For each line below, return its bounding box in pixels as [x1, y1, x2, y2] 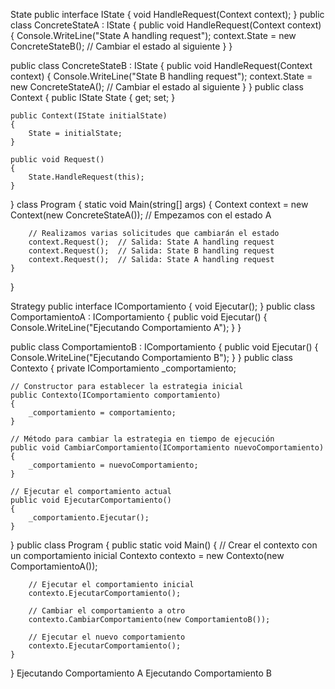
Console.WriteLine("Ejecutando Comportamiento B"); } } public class [10, 352, 293, 363]
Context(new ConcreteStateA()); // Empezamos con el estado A [10, 209, 272, 221]
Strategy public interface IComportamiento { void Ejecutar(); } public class [10, 300, 316, 312]
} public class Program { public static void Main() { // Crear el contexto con [10, 539, 318, 551]
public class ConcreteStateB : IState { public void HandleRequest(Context [10, 60, 313, 71]
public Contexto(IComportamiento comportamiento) [10, 390, 222, 400]
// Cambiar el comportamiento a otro [28, 606, 186, 616]
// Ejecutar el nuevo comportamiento [28, 632, 186, 642]
